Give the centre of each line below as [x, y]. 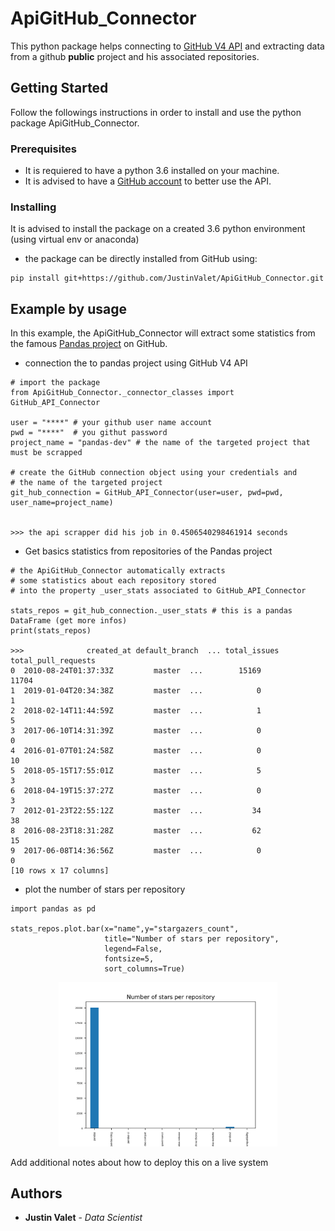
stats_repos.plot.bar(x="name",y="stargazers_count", [125, 929]
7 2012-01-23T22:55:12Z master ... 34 [136, 811]
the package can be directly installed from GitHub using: [141, 259]
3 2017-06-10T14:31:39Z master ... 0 [136, 731]
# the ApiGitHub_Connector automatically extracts [118, 571]
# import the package [55, 383]
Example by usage [68, 308]
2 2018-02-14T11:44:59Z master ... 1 [136, 711]
